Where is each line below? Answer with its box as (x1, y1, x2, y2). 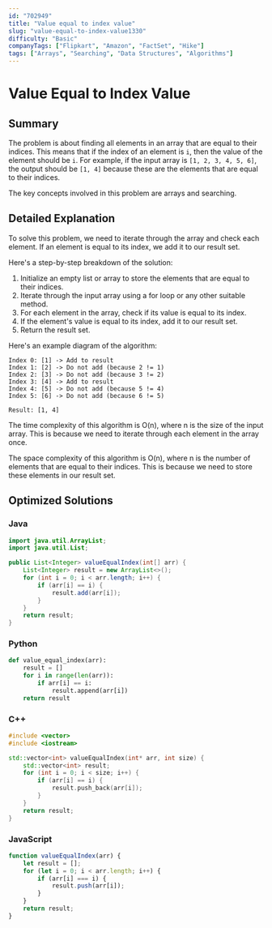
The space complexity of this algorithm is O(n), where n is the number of (8, 453, 251, 463)
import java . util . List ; (8, 544, 89, 552)
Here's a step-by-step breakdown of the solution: (8, 257, 173, 267)
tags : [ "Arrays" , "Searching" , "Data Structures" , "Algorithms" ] (8, 49, 233, 58)
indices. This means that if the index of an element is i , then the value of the (8, 147, 263, 156)
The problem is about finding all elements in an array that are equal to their (8, 139, 257, 148)
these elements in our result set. (8, 470, 116, 480)
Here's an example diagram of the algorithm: (8, 340, 158, 350)
